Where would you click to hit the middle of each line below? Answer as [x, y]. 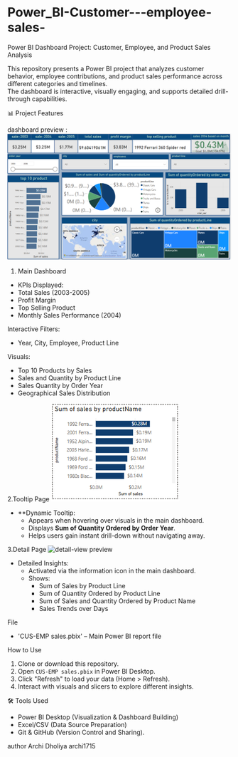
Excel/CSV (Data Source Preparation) [72, 724]
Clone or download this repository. [68, 664]
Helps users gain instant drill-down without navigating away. [117, 536]
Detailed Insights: [43, 563]
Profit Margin [37, 300]
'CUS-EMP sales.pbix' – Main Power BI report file [90, 636]
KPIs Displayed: [40, 285]
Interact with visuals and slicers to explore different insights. [106, 686]
